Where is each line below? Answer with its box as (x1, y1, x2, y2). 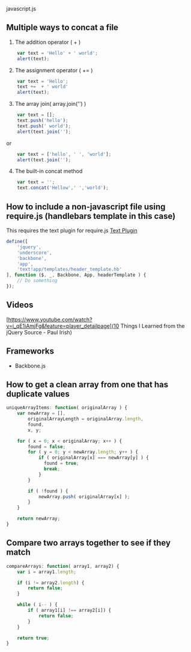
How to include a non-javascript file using (6, 201, 166, 212)
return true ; (17, 635, 50, 641)
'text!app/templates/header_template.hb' (17, 266, 122, 272)
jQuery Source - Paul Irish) (6, 328, 72, 336)
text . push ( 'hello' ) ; (17, 117, 68, 124)
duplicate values (6, 389, 70, 399)
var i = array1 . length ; (17, 568, 77, 575)
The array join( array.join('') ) (14, 100, 86, 108)
